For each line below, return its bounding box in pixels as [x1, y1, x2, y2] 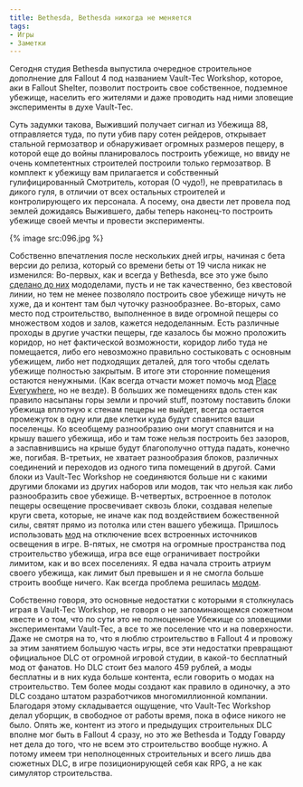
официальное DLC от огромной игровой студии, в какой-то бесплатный [9, 652, 288, 663]
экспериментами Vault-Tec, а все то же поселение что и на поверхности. [9, 623, 294, 634]
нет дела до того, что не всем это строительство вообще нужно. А [9, 739, 269, 750]
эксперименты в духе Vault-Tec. [9, 101, 134, 113]
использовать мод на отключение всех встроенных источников [9, 529, 258, 540]
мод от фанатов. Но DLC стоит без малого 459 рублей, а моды [9, 662, 252, 673]
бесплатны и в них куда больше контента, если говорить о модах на [9, 671, 275, 683]
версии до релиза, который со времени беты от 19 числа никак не [9, 260, 267, 271]
